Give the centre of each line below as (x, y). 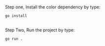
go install (16, 16)
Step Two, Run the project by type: (40, 30)
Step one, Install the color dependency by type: (53, 7)
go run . (14, 39)
